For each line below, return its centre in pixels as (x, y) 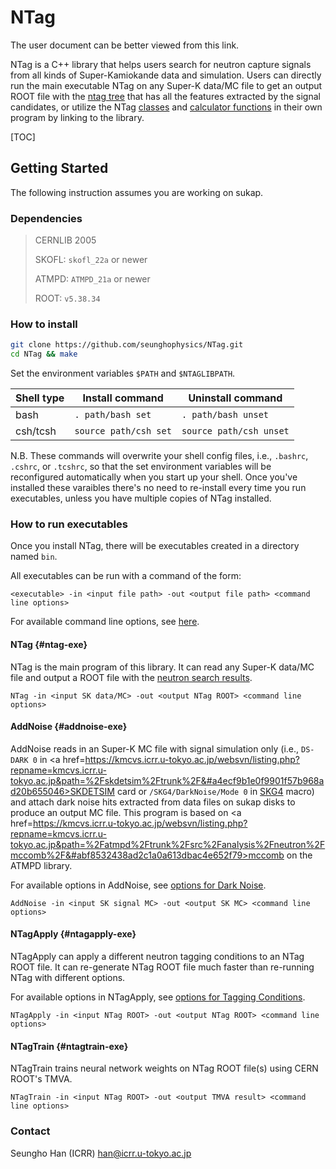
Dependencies (46, 218)
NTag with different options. (68, 977)
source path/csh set (123, 431)
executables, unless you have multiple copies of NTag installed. (141, 498)
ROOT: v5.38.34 (67, 298)
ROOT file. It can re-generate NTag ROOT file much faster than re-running (162, 967)
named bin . (34, 557)
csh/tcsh (36, 431)
